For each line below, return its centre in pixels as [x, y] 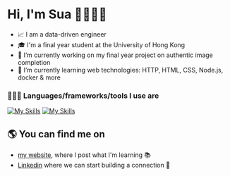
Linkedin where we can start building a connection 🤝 [94, 165]
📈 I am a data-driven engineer [62, 34]
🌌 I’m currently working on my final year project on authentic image [115, 55]
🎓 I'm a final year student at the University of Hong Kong [101, 44]
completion [34, 62]
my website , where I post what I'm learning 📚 [84, 155]
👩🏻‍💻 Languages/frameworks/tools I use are [83, 96]
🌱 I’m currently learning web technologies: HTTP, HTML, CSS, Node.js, [120, 70]
